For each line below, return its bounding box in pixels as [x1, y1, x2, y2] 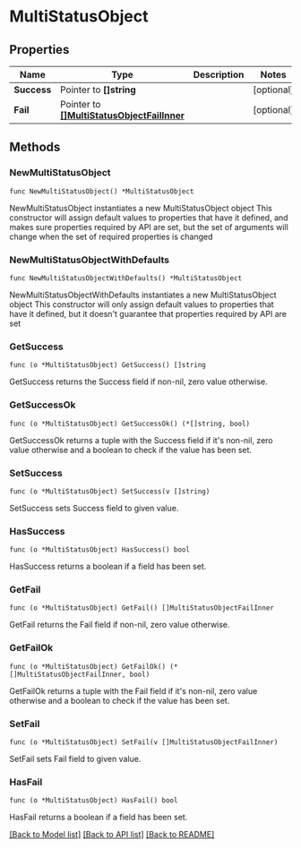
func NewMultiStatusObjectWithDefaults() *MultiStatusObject [9, 273, 243, 283]
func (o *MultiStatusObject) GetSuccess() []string [9, 361, 206, 370]
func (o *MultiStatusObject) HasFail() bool [9, 796, 178, 805]
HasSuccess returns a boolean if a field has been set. [9, 561, 207, 572]
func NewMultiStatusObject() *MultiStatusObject [9, 186, 194, 196]
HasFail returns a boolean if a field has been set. [9, 812, 188, 823]
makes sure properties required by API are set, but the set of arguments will [9, 221, 288, 232]
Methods [9, 140, 61, 155]
